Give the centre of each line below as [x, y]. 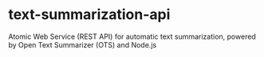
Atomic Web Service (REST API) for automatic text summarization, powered [132, 36]
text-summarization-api [89, 15]
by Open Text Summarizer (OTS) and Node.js [83, 44]
